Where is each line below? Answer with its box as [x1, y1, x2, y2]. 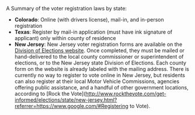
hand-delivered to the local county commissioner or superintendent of [14, 53, 184, 60]
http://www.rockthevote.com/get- [85, 90, 166, 97]
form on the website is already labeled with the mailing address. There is [14, 66, 190, 72]
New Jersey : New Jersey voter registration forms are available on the [14, 41, 183, 48]
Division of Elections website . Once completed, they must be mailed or [14, 47, 185, 54]
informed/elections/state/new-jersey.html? [14, 96, 117, 103]
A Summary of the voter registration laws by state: [6, 5, 127, 12]
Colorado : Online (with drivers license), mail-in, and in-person [14, 16, 165, 23]
